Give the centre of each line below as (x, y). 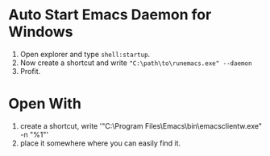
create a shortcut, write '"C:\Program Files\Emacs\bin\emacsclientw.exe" (141, 125)
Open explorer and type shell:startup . (85, 54)
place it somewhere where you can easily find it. (100, 143)
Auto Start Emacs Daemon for (110, 15)
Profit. (30, 71)
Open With (45, 104)
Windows (41, 32)
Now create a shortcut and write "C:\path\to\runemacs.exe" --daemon (136, 63)
